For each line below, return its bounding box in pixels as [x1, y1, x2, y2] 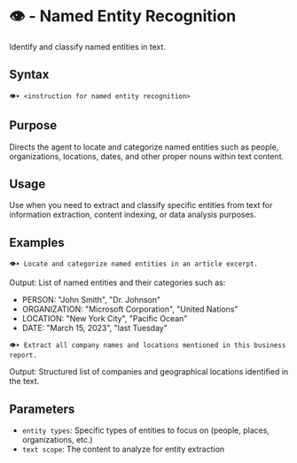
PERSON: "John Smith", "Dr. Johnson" [21, 295, 161, 305]
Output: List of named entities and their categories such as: [9, 277, 226, 288]
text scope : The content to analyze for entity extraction [21, 444, 225, 454]
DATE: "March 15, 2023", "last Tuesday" [21, 323, 168, 334]
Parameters [9, 401, 75, 416]
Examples [9, 235, 65, 250]
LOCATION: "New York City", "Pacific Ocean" [21, 313, 188, 324]
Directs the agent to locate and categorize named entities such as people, [9, 142, 279, 152]
